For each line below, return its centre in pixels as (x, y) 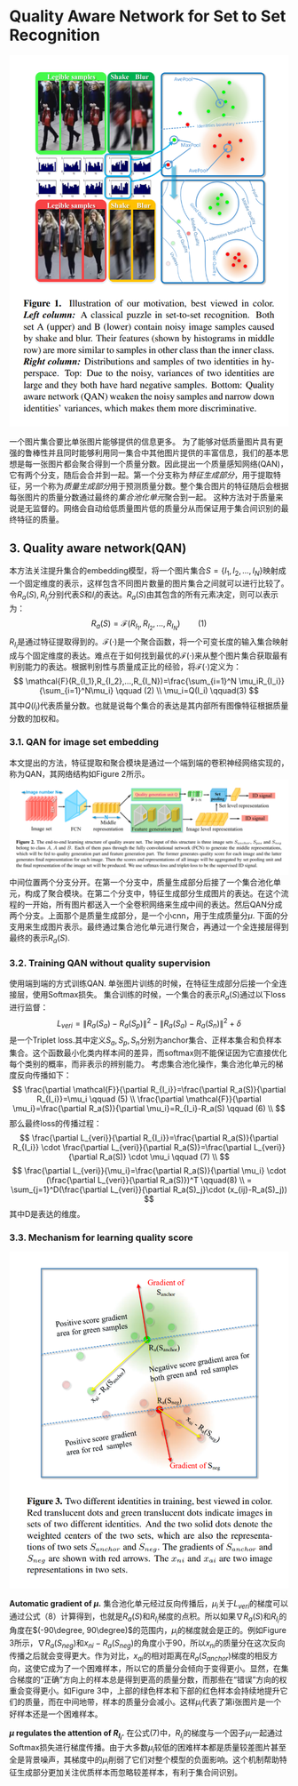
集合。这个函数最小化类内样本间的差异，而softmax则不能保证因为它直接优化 (148, 1053)
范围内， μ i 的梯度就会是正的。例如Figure (213, 1631)
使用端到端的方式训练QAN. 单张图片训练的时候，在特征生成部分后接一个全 (144, 983)
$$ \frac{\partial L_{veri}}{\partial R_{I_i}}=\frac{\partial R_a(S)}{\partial (149, 1137)
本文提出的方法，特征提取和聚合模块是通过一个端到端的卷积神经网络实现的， (149, 763)
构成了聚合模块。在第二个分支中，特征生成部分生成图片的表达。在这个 (153, 893)
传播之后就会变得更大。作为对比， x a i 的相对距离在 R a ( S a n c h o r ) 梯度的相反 (140, 1657)
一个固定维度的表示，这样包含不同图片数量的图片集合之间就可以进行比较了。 (149, 583)
